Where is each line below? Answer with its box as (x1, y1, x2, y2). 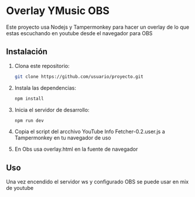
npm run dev (14, 117, 44, 124)
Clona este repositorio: (14, 62, 70, 69)
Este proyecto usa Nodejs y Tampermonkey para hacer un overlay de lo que (6, 23, 189, 30)
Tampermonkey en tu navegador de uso (14, 134, 111, 141)
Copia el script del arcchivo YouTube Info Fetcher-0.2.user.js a (14, 128, 165, 135)
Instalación (6, 47, 48, 57)
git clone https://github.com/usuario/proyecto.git (14, 73, 143, 80)
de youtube (6, 185, 34, 192)
